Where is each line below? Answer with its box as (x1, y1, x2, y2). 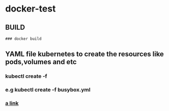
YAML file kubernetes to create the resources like (5, 50, 164, 58)
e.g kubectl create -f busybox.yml (5, 86, 91, 93)
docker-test (5, 3, 56, 15)
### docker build (5, 36, 42, 41)
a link (5, 100, 19, 107)
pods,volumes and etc (5, 58, 77, 66)
